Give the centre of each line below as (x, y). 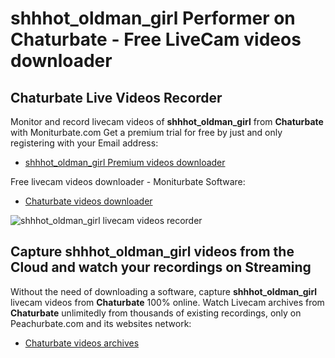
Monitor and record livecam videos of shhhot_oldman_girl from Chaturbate (167, 121)
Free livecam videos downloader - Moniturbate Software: (128, 181)
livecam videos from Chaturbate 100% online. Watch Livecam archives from (167, 302)
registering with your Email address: (84, 143)
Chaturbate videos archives (82, 343)
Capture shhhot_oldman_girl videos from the (152, 252)
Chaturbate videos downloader (88, 201)
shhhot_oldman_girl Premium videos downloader (125, 162)
